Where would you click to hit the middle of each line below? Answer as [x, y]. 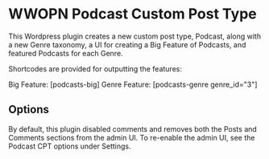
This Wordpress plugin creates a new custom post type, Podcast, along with [135, 36]
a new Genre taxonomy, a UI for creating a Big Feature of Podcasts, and [127, 44]
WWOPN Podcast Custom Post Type [132, 14]
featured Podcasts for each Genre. [66, 53]
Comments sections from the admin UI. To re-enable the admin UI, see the [132, 137]
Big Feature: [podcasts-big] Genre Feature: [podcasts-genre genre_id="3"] [133, 84]
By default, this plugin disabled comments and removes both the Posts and [133, 128]
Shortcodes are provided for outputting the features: [95, 68]
